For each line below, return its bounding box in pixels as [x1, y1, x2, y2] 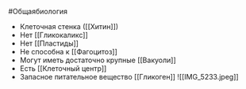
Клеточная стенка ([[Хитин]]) [19, 22, 119, 31]
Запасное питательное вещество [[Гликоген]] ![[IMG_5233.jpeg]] [19, 72, 240, 81]
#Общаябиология [8, 7, 68, 16]
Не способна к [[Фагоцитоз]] [19, 47, 117, 56]
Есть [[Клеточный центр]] [19, 64, 107, 73]
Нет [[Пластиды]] [19, 39, 79, 48]
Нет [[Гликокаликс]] [19, 31, 89, 39]
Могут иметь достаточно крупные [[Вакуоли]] [19, 55, 176, 65]
